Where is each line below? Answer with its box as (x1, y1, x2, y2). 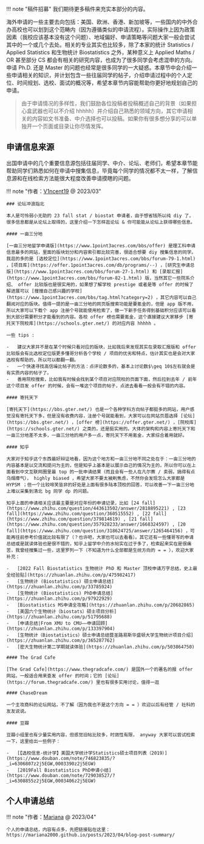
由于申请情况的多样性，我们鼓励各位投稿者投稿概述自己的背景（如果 (21, 100, 192, 107)
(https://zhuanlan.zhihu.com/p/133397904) (6, 625, 115, 631)
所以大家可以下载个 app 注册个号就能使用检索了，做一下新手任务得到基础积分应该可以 (6, 307, 192, 314)
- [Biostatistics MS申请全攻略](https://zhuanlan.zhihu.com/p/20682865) (6, 602, 195, 608)
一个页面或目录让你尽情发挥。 (32, 122, 107, 130)
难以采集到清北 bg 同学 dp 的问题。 (10, 488, 92, 494)
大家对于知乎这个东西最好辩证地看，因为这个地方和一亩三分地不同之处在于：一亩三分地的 (6, 455, 196, 462)
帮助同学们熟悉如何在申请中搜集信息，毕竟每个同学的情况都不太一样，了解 (6, 167, 192, 174)
